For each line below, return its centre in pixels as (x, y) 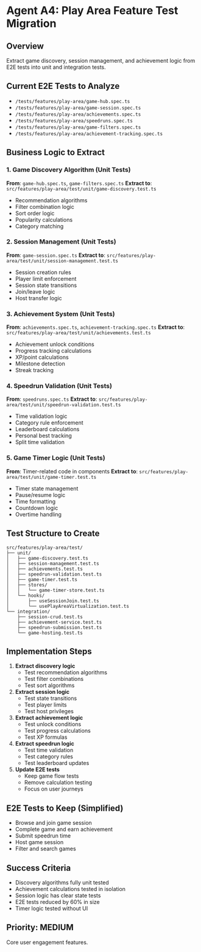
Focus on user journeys (54, 789)
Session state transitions (46, 285)
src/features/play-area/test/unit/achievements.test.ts (79, 333)
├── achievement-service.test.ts (60, 622)
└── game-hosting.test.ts (50, 633)
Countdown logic (37, 508)
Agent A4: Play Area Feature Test (92, 11)
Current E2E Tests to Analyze (63, 86)
